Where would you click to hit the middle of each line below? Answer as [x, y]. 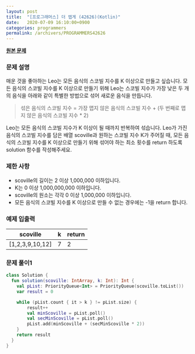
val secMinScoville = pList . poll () [70, 319]
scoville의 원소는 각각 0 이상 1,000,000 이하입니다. [73, 195]
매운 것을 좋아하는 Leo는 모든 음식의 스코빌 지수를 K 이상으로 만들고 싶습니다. [94, 81]
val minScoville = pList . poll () [67, 313]
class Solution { [27, 276]
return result [34, 335]
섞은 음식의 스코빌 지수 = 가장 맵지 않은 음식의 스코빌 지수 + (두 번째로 [100, 108]
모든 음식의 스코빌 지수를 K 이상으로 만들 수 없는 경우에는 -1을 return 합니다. [101, 202]
